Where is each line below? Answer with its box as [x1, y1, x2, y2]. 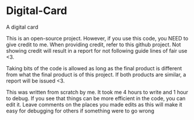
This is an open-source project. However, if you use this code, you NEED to [6, 35, 189, 42]
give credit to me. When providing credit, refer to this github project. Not [6, 41, 181, 48]
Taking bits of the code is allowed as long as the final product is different [6, 64, 182, 71]
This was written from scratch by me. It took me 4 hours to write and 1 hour [6, 88, 189, 95]
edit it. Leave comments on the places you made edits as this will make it [6, 101, 182, 108]
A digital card [6, 23, 38, 30]
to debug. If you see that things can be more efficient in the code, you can [6, 95, 186, 102]
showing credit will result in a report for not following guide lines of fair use [6, 47, 188, 54]
